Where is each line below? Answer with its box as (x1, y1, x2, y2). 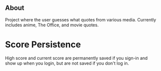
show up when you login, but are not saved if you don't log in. (5, 60, 129, 66)
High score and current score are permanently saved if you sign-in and (5, 55, 148, 61)
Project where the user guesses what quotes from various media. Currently (5, 17, 156, 22)
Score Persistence (5, 39, 81, 50)
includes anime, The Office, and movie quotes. (5, 22, 99, 28)
